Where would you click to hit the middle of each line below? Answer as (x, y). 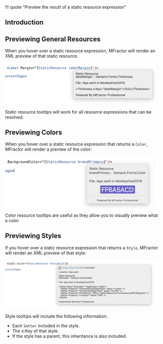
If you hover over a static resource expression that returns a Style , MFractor (82, 248)
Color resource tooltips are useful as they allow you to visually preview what (81, 215)
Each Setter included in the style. (46, 325)
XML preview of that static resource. (42, 56)
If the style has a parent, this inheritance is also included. (69, 336)
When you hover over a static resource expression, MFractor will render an (80, 51)
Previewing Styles (33, 236)
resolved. (14, 117)
